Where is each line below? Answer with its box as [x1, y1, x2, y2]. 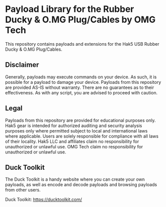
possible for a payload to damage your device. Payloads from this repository [5, 79, 162, 85]
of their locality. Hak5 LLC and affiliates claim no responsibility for [5, 138, 139, 144]
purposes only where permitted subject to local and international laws [5, 128, 148, 134]
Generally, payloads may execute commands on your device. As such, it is [5, 73, 157, 80]
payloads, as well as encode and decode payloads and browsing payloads [5, 182, 157, 188]
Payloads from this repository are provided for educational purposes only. [5, 117, 156, 123]
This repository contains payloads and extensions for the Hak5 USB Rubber [5, 41, 160, 47]
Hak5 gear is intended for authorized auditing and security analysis [5, 123, 142, 129]
